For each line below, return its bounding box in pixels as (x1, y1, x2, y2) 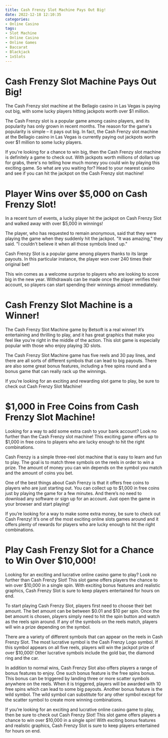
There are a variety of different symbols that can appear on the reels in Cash (5, 634, 163, 640)
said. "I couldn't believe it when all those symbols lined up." (5, 241, 127, 247)
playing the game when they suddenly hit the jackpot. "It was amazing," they (5, 235, 163, 241)
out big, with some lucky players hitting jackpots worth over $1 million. (5, 108, 150, 114)
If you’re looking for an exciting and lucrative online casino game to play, (5, 706, 154, 713)
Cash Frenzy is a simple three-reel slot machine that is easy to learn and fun (5, 454, 162, 460)
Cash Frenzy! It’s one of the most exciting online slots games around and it (5, 516, 159, 522)
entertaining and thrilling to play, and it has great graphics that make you (5, 332, 154, 338)
